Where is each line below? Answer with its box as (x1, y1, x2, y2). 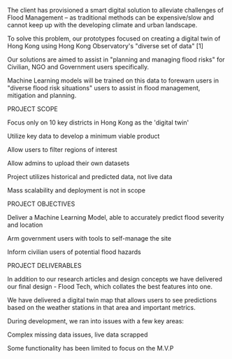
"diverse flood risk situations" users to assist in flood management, (7, 84, 201, 92)
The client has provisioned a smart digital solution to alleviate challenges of (7, 6, 224, 14)
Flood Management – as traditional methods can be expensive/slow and (7, 13, 215, 22)
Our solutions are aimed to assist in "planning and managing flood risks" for (7, 55, 225, 64)
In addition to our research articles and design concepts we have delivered (7, 275, 222, 283)
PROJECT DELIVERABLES (7, 262, 82, 269)
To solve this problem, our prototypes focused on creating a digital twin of (7, 34, 221, 43)
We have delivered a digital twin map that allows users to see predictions (7, 296, 217, 304)
